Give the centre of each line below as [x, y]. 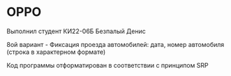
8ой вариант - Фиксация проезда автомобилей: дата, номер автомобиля [115, 44]
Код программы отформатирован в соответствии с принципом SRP [107, 65]
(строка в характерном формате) [56, 52]
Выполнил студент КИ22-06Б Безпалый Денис [76, 31]
